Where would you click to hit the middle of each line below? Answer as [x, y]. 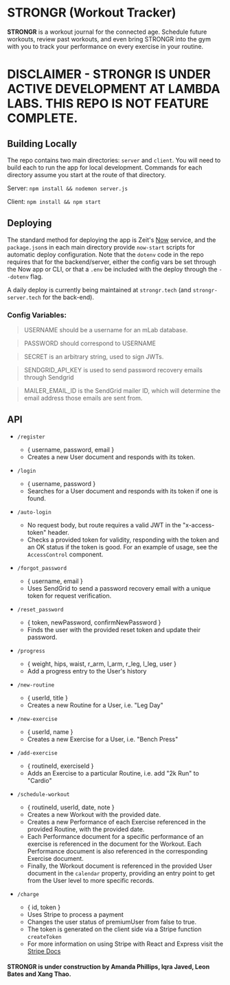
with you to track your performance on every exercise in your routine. [105, 46]
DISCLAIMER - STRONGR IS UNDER [109, 74]
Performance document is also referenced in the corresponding [117, 851]
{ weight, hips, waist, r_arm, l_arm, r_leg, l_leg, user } [102, 664]
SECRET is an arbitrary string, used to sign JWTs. [94, 357]
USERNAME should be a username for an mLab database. [106, 330]
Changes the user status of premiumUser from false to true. [112, 922]
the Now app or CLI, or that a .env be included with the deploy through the [112, 269]
